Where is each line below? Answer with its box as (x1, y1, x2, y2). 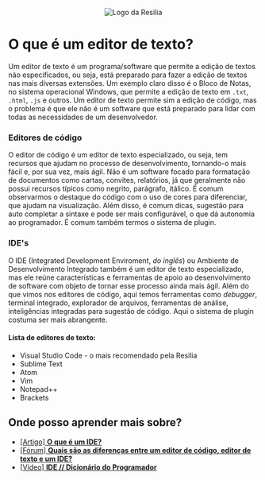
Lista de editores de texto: (8, 333, 97, 343)
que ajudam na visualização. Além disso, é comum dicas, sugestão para (8, 201, 244, 211)
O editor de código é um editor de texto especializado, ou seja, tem (8, 150, 229, 160)
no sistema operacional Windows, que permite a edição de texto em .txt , (8, 87, 249, 96)
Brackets (19, 393, 49, 402)
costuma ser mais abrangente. (8, 315, 108, 324)
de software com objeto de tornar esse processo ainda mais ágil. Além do (8, 281, 250, 290)
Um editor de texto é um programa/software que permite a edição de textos (8, 61, 256, 71)
